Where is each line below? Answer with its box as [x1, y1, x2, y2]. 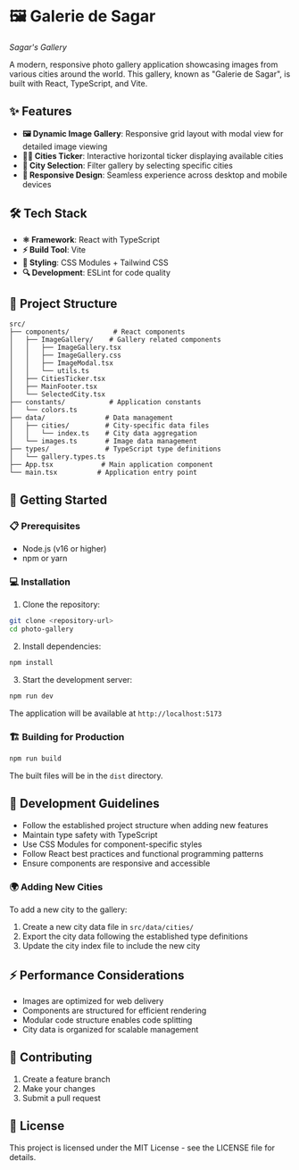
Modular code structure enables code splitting [21, 1014, 193, 1025]
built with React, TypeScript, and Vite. [9, 78, 148, 88]
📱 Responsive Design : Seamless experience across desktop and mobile [21, 170, 287, 180]
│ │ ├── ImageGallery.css [9, 351, 122, 361]
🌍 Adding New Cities [9, 880, 104, 892]
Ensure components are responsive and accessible [21, 858, 211, 868]
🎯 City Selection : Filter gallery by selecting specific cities [21, 160, 234, 170]
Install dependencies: [21, 641, 102, 651]
